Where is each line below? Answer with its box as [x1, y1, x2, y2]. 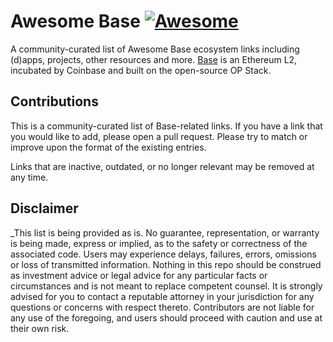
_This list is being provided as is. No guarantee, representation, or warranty [10, 226, 320, 239]
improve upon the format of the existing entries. [10, 141, 207, 153]
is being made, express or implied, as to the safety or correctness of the [10, 237, 308, 249]
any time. [10, 171, 49, 183]
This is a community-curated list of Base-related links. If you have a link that [10, 120, 323, 132]
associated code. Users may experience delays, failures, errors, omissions [10, 248, 317, 260]
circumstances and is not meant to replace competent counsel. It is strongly [10, 280, 323, 292]
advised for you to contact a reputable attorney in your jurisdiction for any [10, 290, 315, 302]
